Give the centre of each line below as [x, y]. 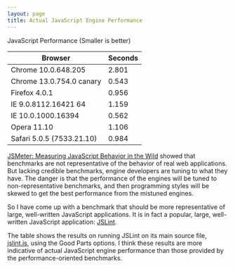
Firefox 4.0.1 [32, 92]
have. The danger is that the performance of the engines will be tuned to [112, 178]
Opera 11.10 [32, 127]
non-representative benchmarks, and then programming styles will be [108, 186]
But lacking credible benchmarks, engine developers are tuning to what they [117, 170]
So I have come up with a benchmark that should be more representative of [116, 207]
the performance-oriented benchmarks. [65, 258]
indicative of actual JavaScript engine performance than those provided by [116, 250]
